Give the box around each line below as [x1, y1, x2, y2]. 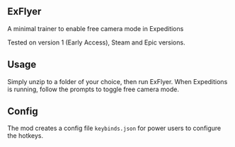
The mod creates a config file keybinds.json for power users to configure [7, 124, 222, 133]
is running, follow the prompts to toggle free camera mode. [7, 85, 179, 93]
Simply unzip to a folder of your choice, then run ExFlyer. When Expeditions [7, 77, 228, 86]
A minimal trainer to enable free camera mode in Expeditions [7, 24, 184, 33]
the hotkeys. [7, 131, 44, 140]
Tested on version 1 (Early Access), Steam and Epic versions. [7, 38, 185, 47]
